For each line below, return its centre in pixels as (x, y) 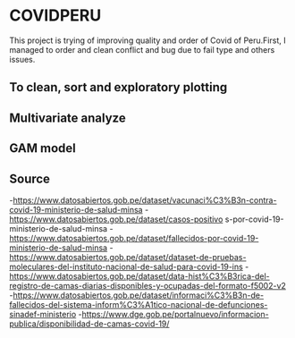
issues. (22, 59)
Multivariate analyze (68, 118)
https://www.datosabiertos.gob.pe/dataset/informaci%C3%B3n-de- (139, 295)
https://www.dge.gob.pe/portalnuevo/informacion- (176, 314)
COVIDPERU (55, 16)
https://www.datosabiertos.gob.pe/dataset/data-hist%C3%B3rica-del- (139, 276)
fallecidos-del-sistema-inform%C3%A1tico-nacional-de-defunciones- (139, 304)
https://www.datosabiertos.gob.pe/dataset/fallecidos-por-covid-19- (134, 238)
